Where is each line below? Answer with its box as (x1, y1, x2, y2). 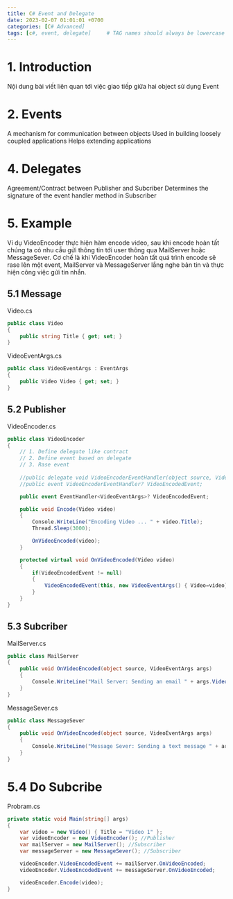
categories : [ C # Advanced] (7, 23, 85, 30)
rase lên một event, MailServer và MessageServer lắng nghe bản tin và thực (7, 261, 224, 269)
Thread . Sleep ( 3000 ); (32, 525, 92, 532)
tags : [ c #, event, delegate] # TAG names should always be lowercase (7, 29, 225, 37)
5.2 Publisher (7, 403, 66, 416)
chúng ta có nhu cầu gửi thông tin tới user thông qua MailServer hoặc (7, 246, 206, 254)
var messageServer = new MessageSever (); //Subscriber (19, 848, 182, 855)
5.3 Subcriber (7, 621, 68, 633)
